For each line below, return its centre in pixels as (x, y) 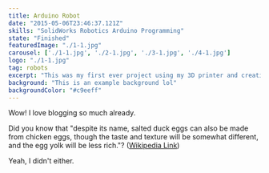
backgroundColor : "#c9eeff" (55, 90)
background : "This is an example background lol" (93, 82)
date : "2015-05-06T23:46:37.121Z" (66, 23)
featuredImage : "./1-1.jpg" (55, 46)
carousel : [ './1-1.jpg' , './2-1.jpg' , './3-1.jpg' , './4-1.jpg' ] (119, 53)
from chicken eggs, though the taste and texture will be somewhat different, (133, 137)
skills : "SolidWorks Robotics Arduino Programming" (96, 30)
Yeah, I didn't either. (41, 161)
